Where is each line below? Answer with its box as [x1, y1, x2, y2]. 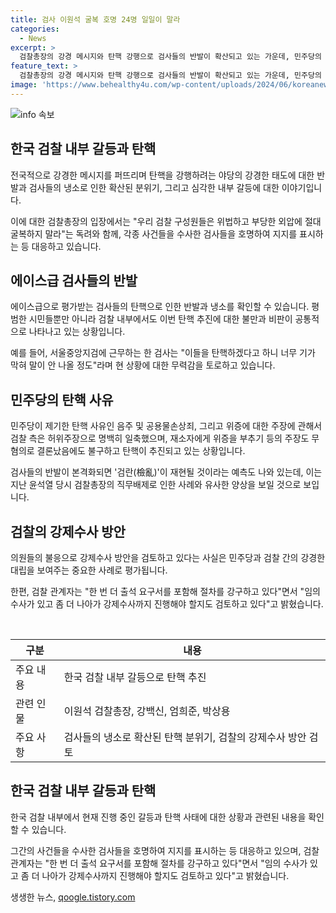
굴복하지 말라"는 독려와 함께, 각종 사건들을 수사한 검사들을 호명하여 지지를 [10, 227, 298, 240]
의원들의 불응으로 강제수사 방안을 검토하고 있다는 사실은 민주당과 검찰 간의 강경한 [10, 552, 326, 563]
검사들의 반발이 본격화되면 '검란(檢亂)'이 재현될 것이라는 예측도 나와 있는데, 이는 [10, 466, 323, 478]
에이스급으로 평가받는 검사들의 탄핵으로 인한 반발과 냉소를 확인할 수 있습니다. [10, 301, 310, 313]
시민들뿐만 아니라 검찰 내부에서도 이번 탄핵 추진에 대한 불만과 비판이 [28, 313, 293, 325]
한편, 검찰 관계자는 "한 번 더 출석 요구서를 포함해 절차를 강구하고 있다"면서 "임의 [10, 586, 321, 597]
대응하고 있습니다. [31, 240, 102, 252]
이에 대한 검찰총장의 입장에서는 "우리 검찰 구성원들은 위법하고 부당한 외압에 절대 [10, 215, 322, 227]
